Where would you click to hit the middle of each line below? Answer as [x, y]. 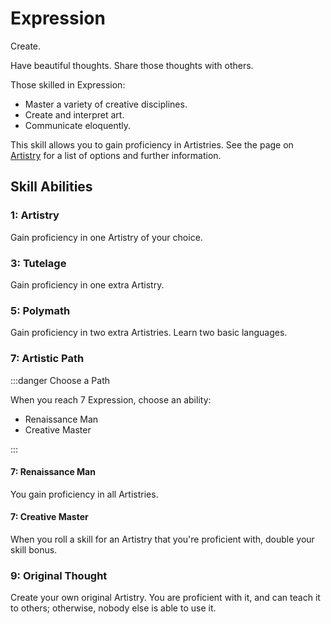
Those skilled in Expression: [68, 84]
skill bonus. [34, 549]
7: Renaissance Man [53, 472]
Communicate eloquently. [77, 125]
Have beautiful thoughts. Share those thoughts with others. [132, 65]
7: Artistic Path [47, 359]
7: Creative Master [49, 517]
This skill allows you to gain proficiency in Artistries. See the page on [152, 144]
